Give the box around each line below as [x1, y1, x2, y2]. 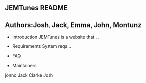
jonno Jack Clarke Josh [5, 72, 53, 78]
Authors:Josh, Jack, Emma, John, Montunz [5, 21, 142, 29]
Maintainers [12, 63, 37, 69]
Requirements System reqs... [12, 43, 71, 49]
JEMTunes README [5, 4, 68, 12]
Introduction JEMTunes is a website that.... [12, 34, 99, 40]
